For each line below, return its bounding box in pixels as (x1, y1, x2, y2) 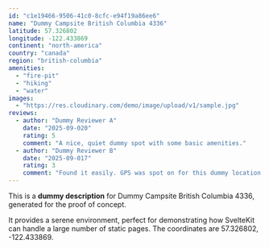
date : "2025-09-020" (23, 124, 92, 132)
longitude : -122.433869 (8, 34, 89, 43)
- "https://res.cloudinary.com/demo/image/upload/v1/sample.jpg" (15, 101, 240, 110)
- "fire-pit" (15, 72, 60, 80)
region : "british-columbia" (8, 57, 103, 65)
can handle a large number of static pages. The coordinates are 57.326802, (8, 224, 259, 234)
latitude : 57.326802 (8, 27, 78, 35)
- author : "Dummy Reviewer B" (15, 147, 117, 155)
